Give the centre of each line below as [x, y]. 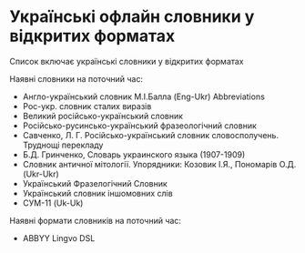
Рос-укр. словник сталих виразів [87, 106]
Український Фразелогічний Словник [95, 183]
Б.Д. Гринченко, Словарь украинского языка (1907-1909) [134, 154]
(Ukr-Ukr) [41, 174]
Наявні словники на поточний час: [76, 78]
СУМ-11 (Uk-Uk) [53, 203]
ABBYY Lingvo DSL [59, 238]
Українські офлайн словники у [132, 17]
